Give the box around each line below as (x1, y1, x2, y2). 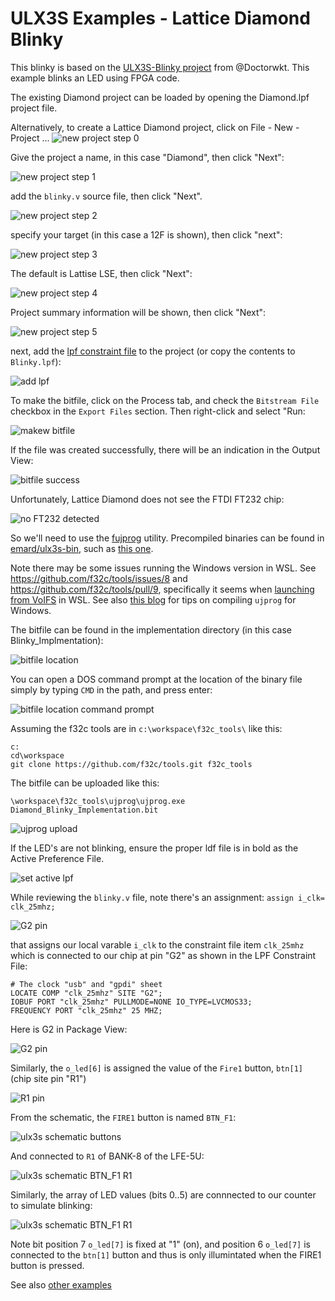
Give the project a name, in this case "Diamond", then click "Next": (10, 151, 285, 163)
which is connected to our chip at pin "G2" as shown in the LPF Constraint (10, 949, 317, 961)
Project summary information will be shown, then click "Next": (10, 306, 267, 318)
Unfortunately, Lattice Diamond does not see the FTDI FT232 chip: (10, 493, 285, 505)
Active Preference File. (10, 852, 105, 864)
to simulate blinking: (10, 1199, 93, 1211)
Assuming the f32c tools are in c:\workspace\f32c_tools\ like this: (10, 722, 283, 734)
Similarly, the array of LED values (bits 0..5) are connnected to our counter (10, 1188, 317, 1201)
